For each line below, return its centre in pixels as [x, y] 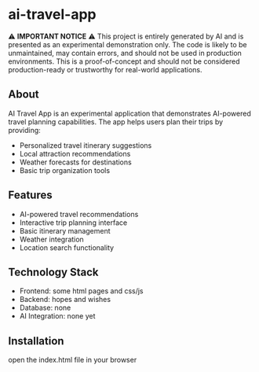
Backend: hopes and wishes [65, 300]
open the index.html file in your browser [73, 360]
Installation [36, 341]
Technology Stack [53, 272]
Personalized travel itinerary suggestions [86, 145]
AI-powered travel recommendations [79, 214]
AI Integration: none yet [57, 316]
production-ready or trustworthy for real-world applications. [105, 69]
